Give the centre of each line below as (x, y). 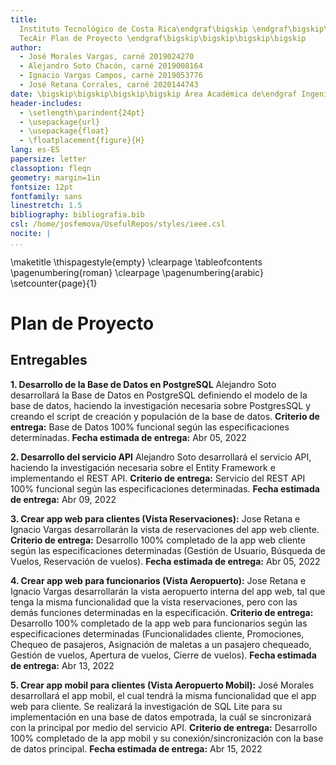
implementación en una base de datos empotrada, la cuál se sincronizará (161, 717)
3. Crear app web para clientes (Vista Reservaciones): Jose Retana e (155, 518)
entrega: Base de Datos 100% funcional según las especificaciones (150, 427)
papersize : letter (48, 159)
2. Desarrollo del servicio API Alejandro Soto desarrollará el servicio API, (161, 457)
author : (26, 47)
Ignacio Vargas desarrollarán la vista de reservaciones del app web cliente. (165, 529)
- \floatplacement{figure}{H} (82, 141)
